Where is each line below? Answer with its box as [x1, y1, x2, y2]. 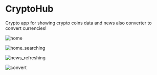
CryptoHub [5, 3, 54, 15]
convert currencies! [5, 25, 47, 31]
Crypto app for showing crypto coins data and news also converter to [5, 20, 152, 26]
